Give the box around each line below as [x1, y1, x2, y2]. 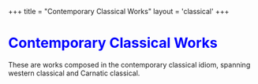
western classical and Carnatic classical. [8, 68, 140, 78]
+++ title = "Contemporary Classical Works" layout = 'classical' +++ [8, 7, 230, 16]
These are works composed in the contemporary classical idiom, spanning [8, 60, 251, 69]
